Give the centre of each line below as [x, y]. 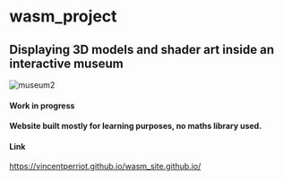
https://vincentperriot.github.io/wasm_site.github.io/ [105, 167]
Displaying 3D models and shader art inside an [142, 50]
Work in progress [42, 106]
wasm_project [64, 17]
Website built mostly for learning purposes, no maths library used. [136, 126]
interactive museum [66, 63]
